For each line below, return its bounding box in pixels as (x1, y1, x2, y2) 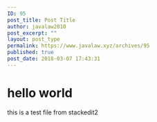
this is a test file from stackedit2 (7, 108, 98, 116)
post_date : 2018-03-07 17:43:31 (7, 55, 100, 62)
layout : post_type (7, 36, 60, 43)
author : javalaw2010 (7, 23, 67, 30)
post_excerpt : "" (7, 29, 57, 37)
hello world (7, 85, 73, 101)
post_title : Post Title (7, 17, 76, 24)
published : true (7, 49, 54, 56)
